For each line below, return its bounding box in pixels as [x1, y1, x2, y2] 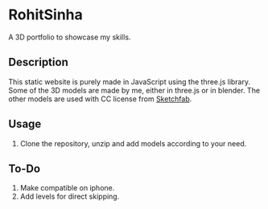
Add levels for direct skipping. [19, 191, 120, 202]
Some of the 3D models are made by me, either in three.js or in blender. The [8, 85, 260, 95]
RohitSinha [8, 6, 83, 24]
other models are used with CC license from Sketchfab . [8, 94, 192, 104]
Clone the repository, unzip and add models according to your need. [19, 138, 247, 148]
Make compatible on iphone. [19, 183, 115, 193]
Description [8, 55, 68, 69]
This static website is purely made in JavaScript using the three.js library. [8, 76, 251, 86]
